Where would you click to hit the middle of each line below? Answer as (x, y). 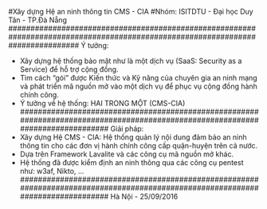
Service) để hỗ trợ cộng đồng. (69, 69)
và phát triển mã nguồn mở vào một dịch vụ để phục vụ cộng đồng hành (138, 86)
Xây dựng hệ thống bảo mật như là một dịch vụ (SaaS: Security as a (131, 61)
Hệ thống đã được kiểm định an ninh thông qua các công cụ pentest (132, 162)
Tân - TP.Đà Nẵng (38, 20)
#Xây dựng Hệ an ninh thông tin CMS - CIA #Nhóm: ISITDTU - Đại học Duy (131, 12)
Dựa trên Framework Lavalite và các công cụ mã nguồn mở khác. (126, 154)
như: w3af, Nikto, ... (52, 171)
